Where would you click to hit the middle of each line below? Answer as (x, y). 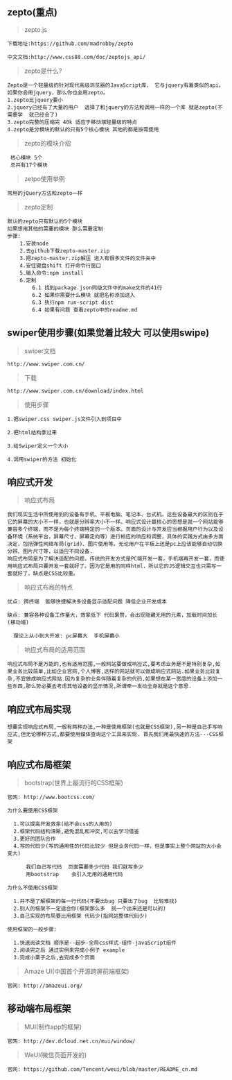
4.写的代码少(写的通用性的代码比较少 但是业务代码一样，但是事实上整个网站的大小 (115, 846)
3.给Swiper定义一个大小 (38, 446)
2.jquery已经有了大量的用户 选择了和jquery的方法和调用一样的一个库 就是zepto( (113, 107)
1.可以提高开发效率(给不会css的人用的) (63, 824)
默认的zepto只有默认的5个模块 (45, 221)
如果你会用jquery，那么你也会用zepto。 (58, 92)
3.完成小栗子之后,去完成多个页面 (54, 958)
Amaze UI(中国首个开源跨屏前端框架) (77, 971)
